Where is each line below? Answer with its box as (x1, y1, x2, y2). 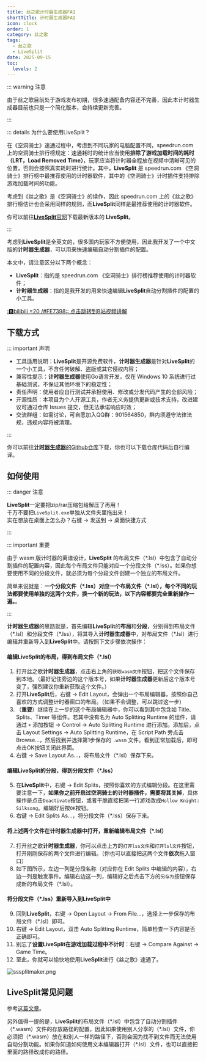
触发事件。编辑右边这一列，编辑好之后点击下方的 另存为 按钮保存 (37, 872, 196, 880)
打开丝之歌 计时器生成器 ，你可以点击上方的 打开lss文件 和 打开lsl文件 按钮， (15, 842, 197, 849)
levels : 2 (12, 65, 37, 72)
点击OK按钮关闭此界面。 (15, 744, 78, 751)
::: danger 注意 (7, 488, 43, 495)
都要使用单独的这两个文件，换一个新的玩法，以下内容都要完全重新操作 (12, 590, 189, 597)
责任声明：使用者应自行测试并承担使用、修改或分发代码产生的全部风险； (15, 388, 198, 396)
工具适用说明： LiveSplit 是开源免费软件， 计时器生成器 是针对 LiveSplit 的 (15, 358, 195, 365)
